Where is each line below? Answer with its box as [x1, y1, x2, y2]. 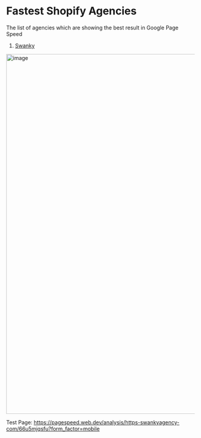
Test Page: [6, 418, 33, 426]
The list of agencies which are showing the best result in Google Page [6, 24, 179, 31]
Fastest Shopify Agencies [6, 4, 137, 18]
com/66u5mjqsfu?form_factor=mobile [6, 425, 100, 432]
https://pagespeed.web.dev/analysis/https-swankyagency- [33, 418, 180, 426]
